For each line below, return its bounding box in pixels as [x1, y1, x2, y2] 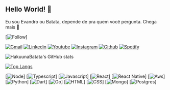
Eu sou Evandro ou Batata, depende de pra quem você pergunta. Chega [5, 18, 157, 24]
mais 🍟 [5, 24, 20, 30]
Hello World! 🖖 [5, 5, 52, 14]
